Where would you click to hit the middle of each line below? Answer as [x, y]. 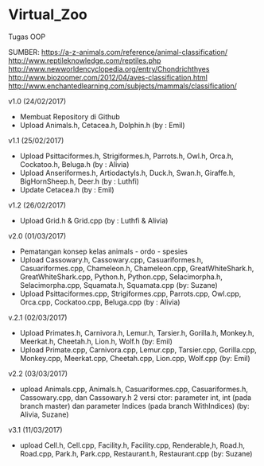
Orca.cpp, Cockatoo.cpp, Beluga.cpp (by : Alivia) [100, 302]
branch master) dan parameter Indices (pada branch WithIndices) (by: [134, 406]
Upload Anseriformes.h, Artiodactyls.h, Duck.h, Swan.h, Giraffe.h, [127, 173]
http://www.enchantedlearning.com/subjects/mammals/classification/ [122, 86]
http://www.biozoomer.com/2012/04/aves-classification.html [108, 77]
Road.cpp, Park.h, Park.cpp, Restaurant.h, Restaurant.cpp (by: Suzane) [136, 453]
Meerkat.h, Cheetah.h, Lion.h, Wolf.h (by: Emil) [96, 341]
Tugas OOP [27, 37]
